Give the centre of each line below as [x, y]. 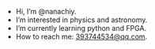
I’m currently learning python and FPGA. [81, 28]
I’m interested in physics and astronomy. [81, 20]
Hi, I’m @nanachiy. [46, 11]
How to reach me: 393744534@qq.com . [81, 36]
